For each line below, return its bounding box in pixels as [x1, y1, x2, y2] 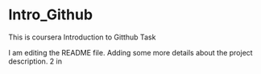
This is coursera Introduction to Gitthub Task [8, 32, 156, 42]
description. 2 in [8, 56, 63, 66]
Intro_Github [8, 6, 93, 24]
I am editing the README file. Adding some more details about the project [8, 47, 253, 57]
